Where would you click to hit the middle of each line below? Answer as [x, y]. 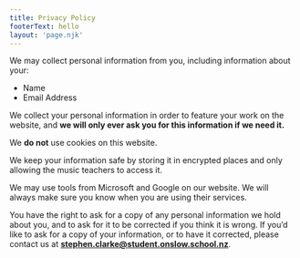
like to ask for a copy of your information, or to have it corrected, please [145, 234]
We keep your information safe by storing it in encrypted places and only [146, 160]
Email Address [50, 98]
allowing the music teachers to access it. [86, 170]
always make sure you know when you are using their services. [129, 198]
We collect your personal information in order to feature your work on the [147, 116]
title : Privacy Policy [52, 18]
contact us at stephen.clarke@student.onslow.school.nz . [120, 244]
